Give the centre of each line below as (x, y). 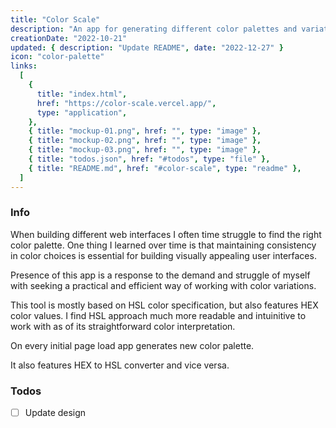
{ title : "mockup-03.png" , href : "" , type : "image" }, (145, 150)
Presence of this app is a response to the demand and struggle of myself (160, 275)
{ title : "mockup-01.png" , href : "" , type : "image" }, (145, 131)
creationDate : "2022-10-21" (69, 38)
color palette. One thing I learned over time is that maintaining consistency (163, 245)
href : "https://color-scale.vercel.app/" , (126, 103)
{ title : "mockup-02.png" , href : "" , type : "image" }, (145, 141)
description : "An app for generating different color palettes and (154, 29)
